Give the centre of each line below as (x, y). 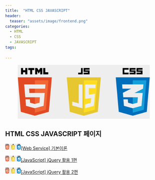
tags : (11, 47)
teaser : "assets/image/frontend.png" (49, 21)
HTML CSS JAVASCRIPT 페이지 (53, 134)
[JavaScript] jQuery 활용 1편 (49, 160)
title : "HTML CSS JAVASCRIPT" (38, 10)
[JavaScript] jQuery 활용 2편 (49, 172)
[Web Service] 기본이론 (44, 148)
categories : (17, 26)
